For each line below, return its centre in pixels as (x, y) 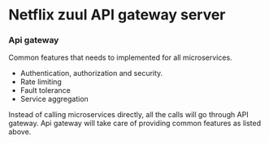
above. (20, 132)
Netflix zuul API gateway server (117, 15)
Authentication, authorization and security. (91, 74)
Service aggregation (54, 99)
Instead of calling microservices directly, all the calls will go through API (129, 115)
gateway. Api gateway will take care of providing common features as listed (135, 124)
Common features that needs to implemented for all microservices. (121, 57)
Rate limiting (41, 82)
